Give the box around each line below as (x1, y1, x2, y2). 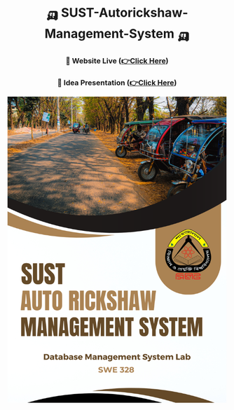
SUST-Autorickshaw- (61, 5, 188, 21)
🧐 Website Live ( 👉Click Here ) (65, 56, 169, 66)
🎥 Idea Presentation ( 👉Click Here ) (57, 78, 177, 87)
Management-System (44, 26, 174, 42)
